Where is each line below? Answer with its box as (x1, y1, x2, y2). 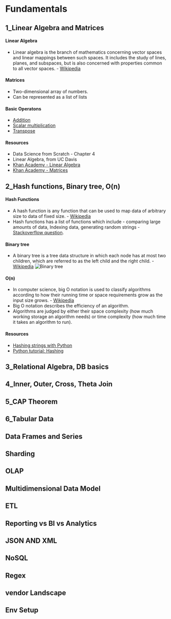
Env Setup (5, 606, 39, 614)
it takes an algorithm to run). (12, 319, 72, 325)
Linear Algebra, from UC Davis (12, 157, 78, 163)
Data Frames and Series (5, 432, 83, 440)
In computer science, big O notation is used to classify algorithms (12, 286, 151, 293)
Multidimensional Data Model (5, 484, 101, 493)
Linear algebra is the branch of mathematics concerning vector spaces (12, 49, 162, 55)
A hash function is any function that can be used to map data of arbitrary (12, 208, 166, 214)
